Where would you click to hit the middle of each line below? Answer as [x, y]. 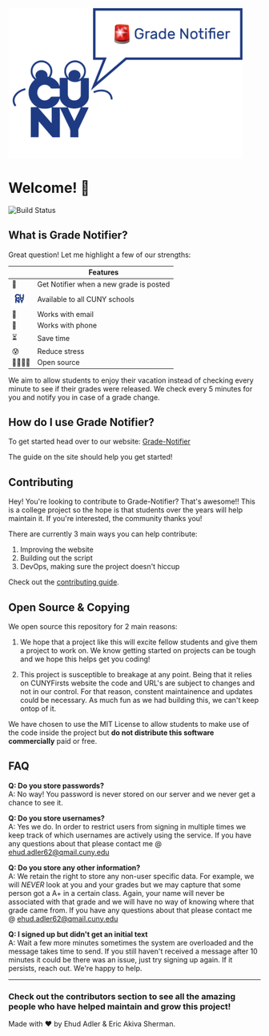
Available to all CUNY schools [86, 299]
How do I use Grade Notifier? [81, 422]
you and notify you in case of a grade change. [84, 397]
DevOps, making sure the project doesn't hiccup [100, 567]
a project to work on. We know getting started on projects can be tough [138, 650]
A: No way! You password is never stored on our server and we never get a [132, 794]
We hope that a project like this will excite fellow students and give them [139, 642]
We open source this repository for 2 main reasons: [93, 626]
